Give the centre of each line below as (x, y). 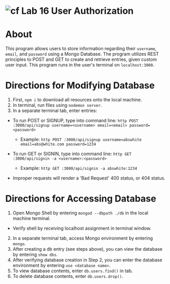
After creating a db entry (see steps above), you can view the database (88, 249)
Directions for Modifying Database (80, 86)
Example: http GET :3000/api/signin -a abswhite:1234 (79, 168)
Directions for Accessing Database (81, 199)
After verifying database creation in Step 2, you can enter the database (87, 260)
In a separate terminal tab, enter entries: (55, 111)
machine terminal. (32, 218)
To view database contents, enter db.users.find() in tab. (73, 271)
